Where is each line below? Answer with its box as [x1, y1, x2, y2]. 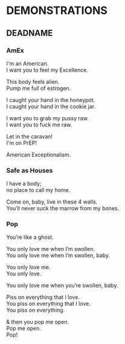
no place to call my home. [6, 187, 71, 194]
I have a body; [6, 180, 42, 187]
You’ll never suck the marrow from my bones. [6, 205, 120, 212]
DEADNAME [6, 28, 53, 38]
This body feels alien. [6, 78, 60, 85]
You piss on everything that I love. [6, 300, 91, 308]
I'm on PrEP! [6, 139, 37, 146]
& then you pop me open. [6, 318, 69, 326]
